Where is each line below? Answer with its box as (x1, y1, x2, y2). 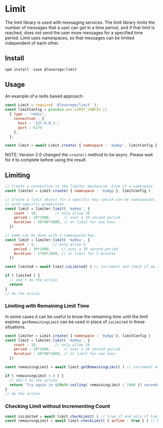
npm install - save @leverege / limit (5, 67, 77, 72)
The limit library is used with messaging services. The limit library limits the (5, 19, 155, 25)
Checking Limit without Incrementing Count (5, 403, 111, 410)
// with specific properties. (5, 201, 66, 207)
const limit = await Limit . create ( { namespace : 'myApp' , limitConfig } (5, 143, 158, 148)
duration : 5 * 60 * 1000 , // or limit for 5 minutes (14, 251, 116, 256)
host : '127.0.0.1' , (17, 120, 60, 126)
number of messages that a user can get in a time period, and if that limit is (5, 24, 155, 30)
